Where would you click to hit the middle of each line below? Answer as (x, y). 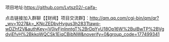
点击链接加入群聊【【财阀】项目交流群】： (47, 18)
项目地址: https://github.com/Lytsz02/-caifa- (51, 7)
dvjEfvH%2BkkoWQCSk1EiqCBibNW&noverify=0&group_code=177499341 (82, 34)
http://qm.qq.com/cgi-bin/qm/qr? (124, 18)
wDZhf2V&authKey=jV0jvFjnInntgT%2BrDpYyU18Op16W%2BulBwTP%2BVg (85, 29)
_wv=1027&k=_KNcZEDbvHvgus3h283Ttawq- (53, 23)
